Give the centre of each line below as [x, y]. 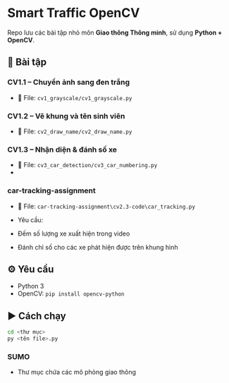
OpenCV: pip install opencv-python [71, 293]
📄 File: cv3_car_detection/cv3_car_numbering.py [87, 165]
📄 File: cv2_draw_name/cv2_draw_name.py [75, 131]
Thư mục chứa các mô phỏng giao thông [76, 372]
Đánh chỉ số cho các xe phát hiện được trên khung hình [98, 247]
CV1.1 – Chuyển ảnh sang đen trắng [69, 83]
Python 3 [31, 286]
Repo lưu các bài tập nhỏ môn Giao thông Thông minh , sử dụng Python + [115, 32]
